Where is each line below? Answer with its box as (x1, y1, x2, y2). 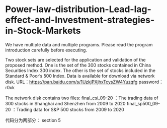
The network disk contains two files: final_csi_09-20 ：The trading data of (5, 95, 158, 101)
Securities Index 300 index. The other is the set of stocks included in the (5, 67, 156, 74)
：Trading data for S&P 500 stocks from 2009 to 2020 (12, 106, 124, 112)
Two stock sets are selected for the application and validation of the (5, 56, 146, 62)
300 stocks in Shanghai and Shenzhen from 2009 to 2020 (5, 100, 126, 106)
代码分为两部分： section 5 (5, 117, 61, 123)
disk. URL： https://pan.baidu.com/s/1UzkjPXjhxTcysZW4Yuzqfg (5, 79, 138, 85)
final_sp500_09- (126, 100, 160, 106)
